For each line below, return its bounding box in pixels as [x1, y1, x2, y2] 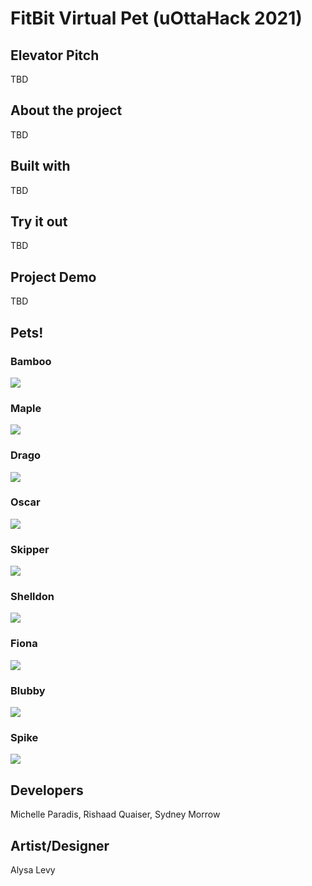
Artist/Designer [10, 837, 110, 854]
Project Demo [10, 268, 97, 286]
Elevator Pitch [10, 47, 100, 64]
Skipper [10, 542, 50, 556]
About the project [10, 102, 123, 119]
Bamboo [10, 354, 52, 368]
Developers [10, 782, 84, 799]
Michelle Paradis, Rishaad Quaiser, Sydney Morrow [10, 808, 221, 821]
